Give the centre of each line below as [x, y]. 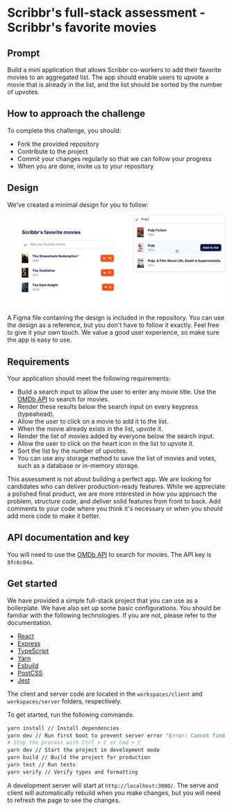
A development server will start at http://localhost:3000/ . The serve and [113, 785]
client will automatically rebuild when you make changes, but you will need [114, 792]
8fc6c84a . [21, 562]
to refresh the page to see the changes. [64, 800]
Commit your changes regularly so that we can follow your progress [114, 158]
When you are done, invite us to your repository [85, 166]
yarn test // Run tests [42, 765]
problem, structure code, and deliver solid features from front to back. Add [114, 501]
